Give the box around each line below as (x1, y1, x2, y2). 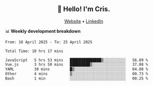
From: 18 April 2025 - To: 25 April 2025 (5, 39, 93, 45)
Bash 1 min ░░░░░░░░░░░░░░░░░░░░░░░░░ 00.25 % (5, 76, 149, 81)
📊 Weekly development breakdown (5, 28, 81, 34)
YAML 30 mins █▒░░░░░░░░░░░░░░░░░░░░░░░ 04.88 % (5, 67, 149, 72)
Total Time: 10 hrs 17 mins (5, 48, 64, 54)
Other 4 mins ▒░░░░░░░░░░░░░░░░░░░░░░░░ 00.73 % (5, 72, 149, 77)
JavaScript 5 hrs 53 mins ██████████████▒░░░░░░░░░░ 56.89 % (5, 58, 149, 63)
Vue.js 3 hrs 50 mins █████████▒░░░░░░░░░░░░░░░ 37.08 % (5, 62, 149, 67)
